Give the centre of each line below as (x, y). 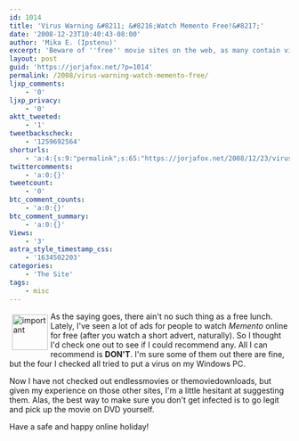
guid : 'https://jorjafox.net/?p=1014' (81, 68)
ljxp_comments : (37, 84)
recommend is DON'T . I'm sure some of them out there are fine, (167, 354)
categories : (31, 266)
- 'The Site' (49, 274)
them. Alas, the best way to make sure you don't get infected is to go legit (144, 400)
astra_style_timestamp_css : (61, 249)
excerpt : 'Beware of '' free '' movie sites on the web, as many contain (145, 51)
